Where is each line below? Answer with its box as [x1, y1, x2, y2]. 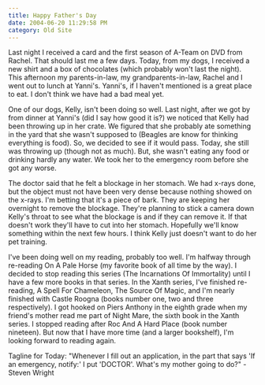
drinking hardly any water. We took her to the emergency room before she [8, 155, 249, 165]
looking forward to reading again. [8, 336, 117, 346]
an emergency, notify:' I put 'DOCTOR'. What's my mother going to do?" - [8, 360, 247, 369]
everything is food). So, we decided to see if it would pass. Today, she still [8, 139, 249, 148]
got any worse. [8, 163, 57, 173]
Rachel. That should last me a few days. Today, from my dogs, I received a [8, 56, 250, 65]
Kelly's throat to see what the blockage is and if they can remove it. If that [8, 212, 248, 221]
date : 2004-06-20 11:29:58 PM [8, 19, 108, 27]
